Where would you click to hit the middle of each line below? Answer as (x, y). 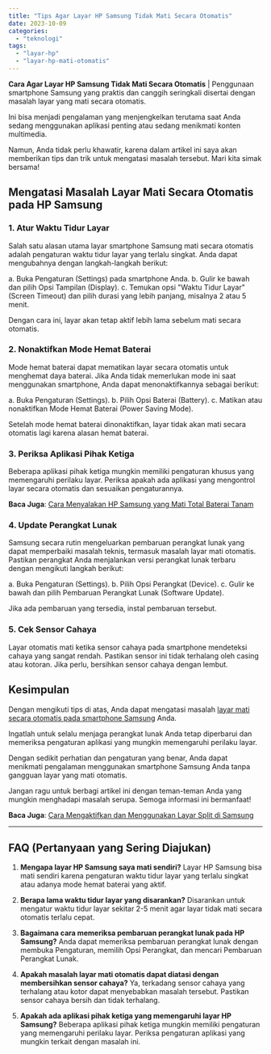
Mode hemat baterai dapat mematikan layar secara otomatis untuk (119, 367)
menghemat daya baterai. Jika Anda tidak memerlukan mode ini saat (122, 375)
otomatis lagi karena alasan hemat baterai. (79, 433)
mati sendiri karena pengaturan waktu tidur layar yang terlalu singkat (134, 876)
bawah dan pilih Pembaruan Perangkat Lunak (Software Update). (116, 593)
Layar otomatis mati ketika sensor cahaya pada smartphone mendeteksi (128, 647)
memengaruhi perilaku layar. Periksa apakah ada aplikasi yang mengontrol (132, 480)
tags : (17, 46)
